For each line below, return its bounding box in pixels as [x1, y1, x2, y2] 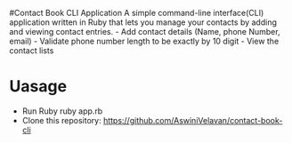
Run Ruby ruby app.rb [21, 106, 103, 116]
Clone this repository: [21, 115, 101, 125]
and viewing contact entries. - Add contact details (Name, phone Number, [9, 27, 280, 36]
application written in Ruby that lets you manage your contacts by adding [9, 17, 278, 28]
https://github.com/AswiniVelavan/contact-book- [102, 115, 283, 125]
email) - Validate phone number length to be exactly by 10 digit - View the [9, 36, 280, 46]
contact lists [9, 45, 54, 56]
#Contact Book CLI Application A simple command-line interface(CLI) [9, 8, 264, 18]
